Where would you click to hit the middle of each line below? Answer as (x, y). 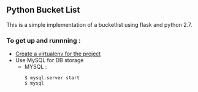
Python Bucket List (43, 10)
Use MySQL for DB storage (49, 60)
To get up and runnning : (44, 40)
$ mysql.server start (52, 78)
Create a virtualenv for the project (58, 54)
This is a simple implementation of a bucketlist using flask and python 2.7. (99, 24)
